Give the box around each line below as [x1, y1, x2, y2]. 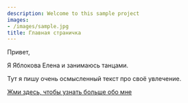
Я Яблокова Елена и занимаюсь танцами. [7, 61, 129, 69]
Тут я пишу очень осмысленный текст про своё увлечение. [7, 75, 182, 83]
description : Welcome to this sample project [7, 10, 139, 17]
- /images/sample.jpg [7, 23, 69, 30]
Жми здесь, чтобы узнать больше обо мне [7, 88, 132, 96]
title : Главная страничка [7, 29, 81, 36]
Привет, [7, 48, 31, 56]
